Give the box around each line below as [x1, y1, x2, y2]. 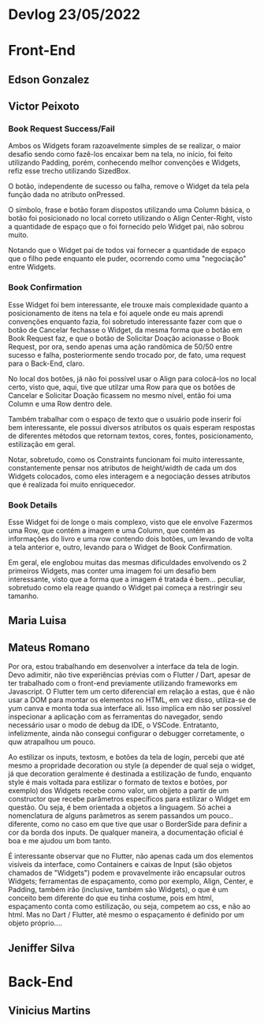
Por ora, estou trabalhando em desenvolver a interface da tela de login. [8, 662, 240, 671]
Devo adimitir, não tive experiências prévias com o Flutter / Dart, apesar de [8, 670, 251, 679]
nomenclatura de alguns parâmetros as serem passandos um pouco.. [8, 811, 234, 820]
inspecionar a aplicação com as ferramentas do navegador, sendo [8, 712, 223, 722]
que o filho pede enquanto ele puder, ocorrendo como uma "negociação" [8, 254, 247, 263]
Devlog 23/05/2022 [8, 6, 140, 24]
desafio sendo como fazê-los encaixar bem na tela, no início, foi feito [8, 150, 233, 159]
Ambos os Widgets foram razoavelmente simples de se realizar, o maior [8, 141, 242, 151]
